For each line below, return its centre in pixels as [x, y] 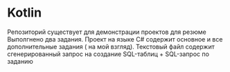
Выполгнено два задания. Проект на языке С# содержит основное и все [115, 39]
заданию [20, 61]
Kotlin [25, 13]
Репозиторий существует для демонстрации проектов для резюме [107, 32]
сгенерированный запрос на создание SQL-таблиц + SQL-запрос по [108, 54]
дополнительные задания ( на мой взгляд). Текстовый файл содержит [111, 46]
